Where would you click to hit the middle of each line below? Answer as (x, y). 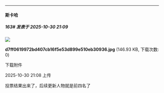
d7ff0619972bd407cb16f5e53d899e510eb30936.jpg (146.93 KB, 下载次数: (82, 49)
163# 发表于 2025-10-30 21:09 (37, 27)
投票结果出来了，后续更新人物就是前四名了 (48, 85)
